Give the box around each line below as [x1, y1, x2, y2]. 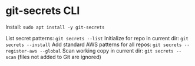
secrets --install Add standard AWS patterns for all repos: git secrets [5, 41, 182, 48]
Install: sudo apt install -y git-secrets [5, 23, 105, 30]
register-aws [5, 48, 38, 54]
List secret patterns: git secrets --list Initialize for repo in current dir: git [5, 34, 189, 41]
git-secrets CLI [5, 4, 80, 18]
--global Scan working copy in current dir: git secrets [39, 47, 174, 54]
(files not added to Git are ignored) [17, 53, 101, 60]
